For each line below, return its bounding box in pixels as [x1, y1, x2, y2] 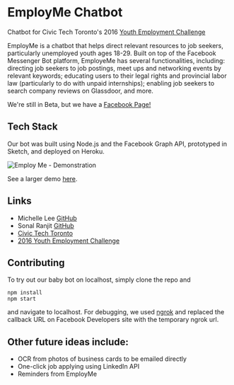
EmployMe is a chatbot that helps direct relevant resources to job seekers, [7, 41, 224, 50]
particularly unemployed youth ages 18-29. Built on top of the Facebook [7, 49, 217, 57]
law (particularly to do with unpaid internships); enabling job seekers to [7, 79, 215, 87]
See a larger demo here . [7, 174, 78, 183]
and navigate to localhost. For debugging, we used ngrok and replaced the [7, 308, 225, 316]
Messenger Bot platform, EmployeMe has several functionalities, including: [7, 56, 225, 64]
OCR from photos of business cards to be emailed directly [17, 355, 187, 363]
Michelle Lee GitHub [17, 214, 78, 222]
